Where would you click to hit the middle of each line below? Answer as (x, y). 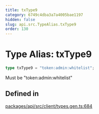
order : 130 (17, 29)
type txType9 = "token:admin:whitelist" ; (50, 68)
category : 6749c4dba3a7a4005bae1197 (44, 15)
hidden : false (20, 19)
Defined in (22, 94)
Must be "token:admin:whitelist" (39, 78)
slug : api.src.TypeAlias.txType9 (41, 24)
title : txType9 (21, 10)
